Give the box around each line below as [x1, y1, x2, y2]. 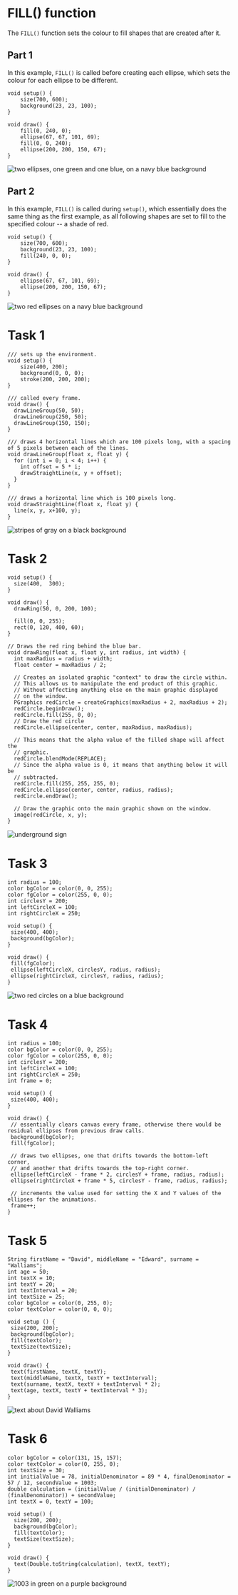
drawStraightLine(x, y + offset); [20, 469, 123, 476]
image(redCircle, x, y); [14, 812, 88, 819]
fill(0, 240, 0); [20, 127, 72, 134]
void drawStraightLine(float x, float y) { [7, 500, 139, 508]
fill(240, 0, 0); [20, 252, 72, 259]
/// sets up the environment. [7, 351, 98, 358]
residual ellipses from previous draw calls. [7, 1127, 145, 1134]
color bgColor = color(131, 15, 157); [7, 1454, 123, 1461]
